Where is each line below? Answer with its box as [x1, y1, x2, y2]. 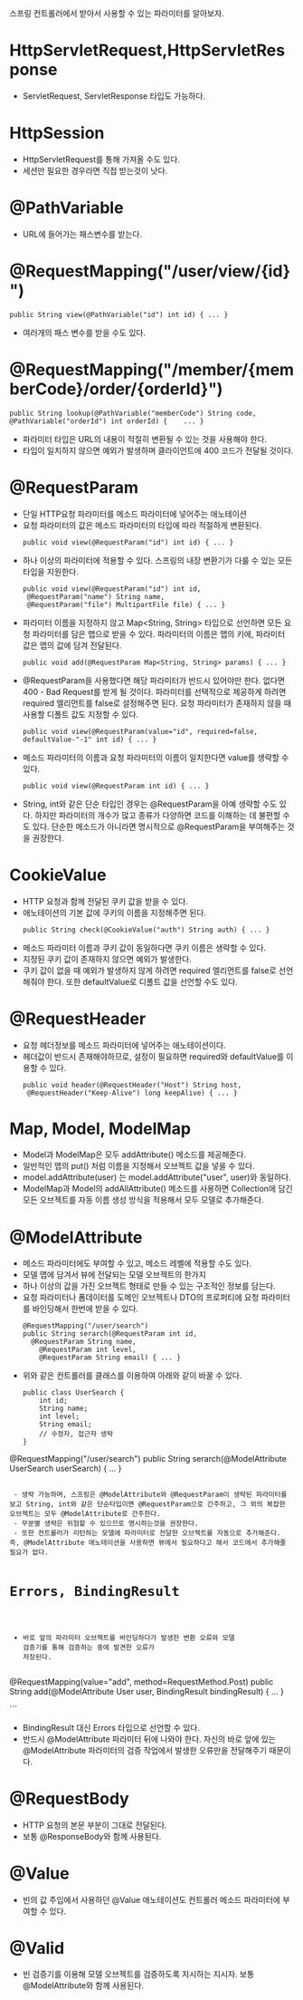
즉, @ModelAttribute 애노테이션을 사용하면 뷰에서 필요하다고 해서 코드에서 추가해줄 [9, 1539, 287, 1548]
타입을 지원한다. [22, 565, 79, 577]
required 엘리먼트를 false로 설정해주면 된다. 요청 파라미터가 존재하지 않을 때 [22, 697, 292, 709]
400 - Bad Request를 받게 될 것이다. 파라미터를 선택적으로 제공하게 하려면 [22, 686, 287, 697]
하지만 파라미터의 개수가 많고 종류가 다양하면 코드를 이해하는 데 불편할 [34, 809, 281, 820]
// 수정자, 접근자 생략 [39, 1430, 113, 1439]
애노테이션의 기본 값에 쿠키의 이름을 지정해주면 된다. [22, 907, 206, 918]
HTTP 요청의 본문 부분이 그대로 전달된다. [22, 1820, 167, 1831]
